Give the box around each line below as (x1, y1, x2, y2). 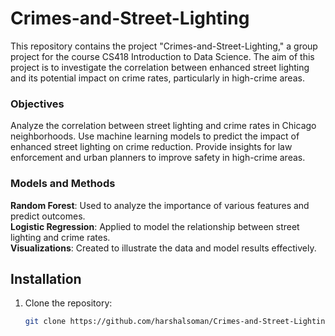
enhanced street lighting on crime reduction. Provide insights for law (10, 141, 293, 153)
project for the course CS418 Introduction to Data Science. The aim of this (10, 50, 315, 62)
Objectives (10, 97, 65, 111)
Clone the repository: (24, 297, 113, 309)
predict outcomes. (10, 210, 86, 222)
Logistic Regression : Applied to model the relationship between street (10, 220, 300, 232)
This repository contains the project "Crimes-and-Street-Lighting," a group (10, 40, 318, 52)
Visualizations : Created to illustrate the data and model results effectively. (10, 242, 317, 254)
